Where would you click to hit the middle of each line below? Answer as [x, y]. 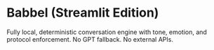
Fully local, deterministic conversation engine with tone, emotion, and [107, 32]
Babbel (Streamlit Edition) [83, 13]
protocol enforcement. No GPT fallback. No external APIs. [90, 39]
